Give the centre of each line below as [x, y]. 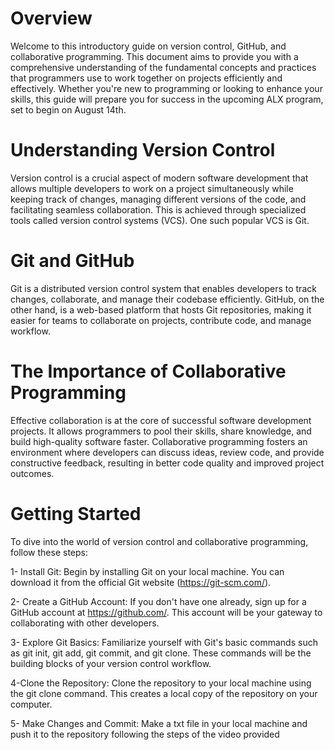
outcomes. [32, 473]
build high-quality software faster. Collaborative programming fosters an [159, 441]
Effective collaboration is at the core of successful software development [161, 420]
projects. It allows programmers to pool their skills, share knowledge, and [161, 431]
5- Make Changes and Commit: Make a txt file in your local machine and [159, 723]
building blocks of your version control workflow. [111, 663]
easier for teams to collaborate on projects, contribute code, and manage [161, 320]
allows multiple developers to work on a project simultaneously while [152, 188]
